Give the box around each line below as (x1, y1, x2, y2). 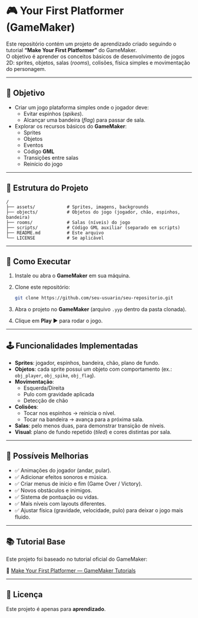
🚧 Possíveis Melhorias (6, 451, 89, 461)
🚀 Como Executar (6, 256, 71, 266)
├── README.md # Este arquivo (6, 229, 104, 236)
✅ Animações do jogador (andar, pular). (14, 467, 111, 474)
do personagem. (6, 65, 46, 72)
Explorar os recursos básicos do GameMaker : (14, 122, 127, 130)
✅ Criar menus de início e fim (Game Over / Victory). (14, 480, 143, 487)
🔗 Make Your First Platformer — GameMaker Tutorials (6, 567, 136, 574)
